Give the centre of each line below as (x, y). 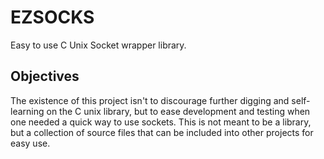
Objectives (45, 76)
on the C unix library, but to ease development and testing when (178, 111)
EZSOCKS (52, 17)
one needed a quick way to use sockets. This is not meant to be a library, (161, 122)
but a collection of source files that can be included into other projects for (162, 132)
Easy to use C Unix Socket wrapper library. (98, 45)
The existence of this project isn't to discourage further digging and (150, 100)
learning (27, 111)
